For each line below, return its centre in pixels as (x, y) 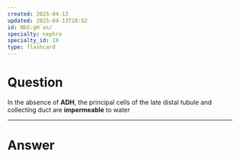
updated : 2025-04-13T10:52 (47, 21)
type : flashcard (31, 47)
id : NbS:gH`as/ (30, 27)
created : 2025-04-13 (38, 14)
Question (35, 82)
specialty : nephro (35, 34)
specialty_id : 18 (33, 41)
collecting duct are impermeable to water (69, 110)
